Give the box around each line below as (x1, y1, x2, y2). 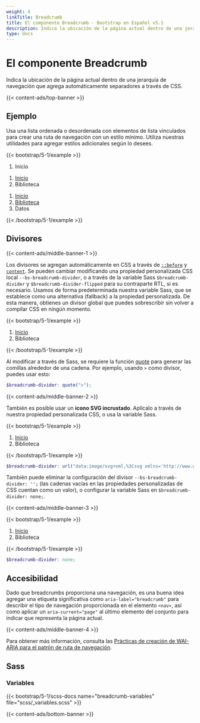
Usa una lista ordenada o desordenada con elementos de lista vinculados (6, 127, 186, 134)
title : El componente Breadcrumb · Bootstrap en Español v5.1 (6, 20, 164, 26)
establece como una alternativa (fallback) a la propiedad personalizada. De (6, 292, 190, 300)
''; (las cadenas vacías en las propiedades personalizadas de (30, 480, 183, 487)
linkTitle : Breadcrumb (6, 14, 62, 20)
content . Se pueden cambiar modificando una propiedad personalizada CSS (6, 267, 193, 275)
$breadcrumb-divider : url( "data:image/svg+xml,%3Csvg (6, 463, 143, 469)
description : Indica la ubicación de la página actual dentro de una (6, 25, 183, 32)
